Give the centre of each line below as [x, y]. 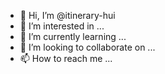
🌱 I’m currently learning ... [73, 36]
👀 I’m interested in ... [62, 26]
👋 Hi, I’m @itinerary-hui [67, 15]
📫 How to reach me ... [66, 58]
